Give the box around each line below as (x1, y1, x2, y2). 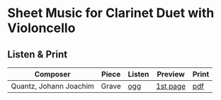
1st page (155, 82, 186, 91)
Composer (34, 70, 71, 79)
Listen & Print (7, 48, 68, 60)
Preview (157, 70, 186, 79)
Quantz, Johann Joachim (11, 82, 94, 91)
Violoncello (7, 20, 76, 36)
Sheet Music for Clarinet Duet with (7, 5, 215, 21)
